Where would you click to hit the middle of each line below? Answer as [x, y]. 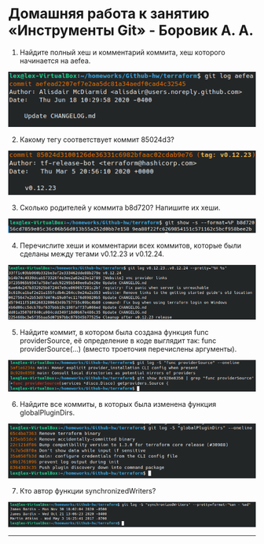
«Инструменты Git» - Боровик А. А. [131, 30]
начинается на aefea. [55, 61]
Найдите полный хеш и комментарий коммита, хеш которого [122, 52]
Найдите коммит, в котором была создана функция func [114, 332]
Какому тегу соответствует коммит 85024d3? [97, 140]
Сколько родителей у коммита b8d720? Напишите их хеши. [120, 208]
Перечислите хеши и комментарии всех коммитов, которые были [130, 246]
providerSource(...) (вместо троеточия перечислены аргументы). [128, 348]
